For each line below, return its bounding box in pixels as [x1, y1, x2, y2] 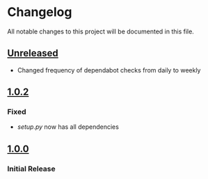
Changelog [7, 4, 72, 20]
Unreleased [7, 47, 59, 59]
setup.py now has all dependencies [17, 123, 120, 131]
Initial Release [7, 164, 56, 173]
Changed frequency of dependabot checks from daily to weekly [17, 65, 201, 74]
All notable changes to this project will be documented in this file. [7, 27, 195, 36]
